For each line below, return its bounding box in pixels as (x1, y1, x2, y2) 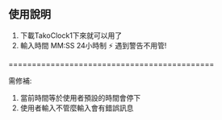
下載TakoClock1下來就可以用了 (19, 31, 123, 40)
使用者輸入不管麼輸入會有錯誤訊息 (19, 103, 134, 113)
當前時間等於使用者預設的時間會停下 (19, 93, 141, 102)
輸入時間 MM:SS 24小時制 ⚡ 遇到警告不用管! (19, 40, 167, 50)
